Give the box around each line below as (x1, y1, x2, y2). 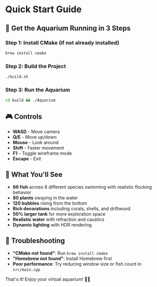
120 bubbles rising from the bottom (12, 200, 87, 206)
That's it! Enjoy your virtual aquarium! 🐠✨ (5, 276, 90, 282)
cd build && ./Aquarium (5, 98, 56, 103)
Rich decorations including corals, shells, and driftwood (12, 205, 131, 212)
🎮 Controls (5, 112, 42, 121)
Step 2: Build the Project (5, 63, 66, 70)
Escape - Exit (12, 155, 42, 161)
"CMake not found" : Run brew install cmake (12, 250, 108, 256)
